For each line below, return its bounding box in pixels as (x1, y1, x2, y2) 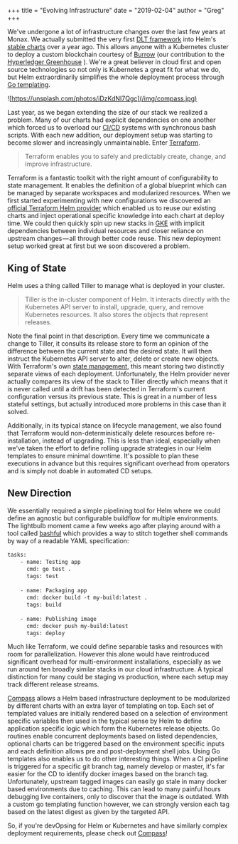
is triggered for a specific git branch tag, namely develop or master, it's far (7, 762, 225, 771)
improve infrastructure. (24, 160, 92, 168)
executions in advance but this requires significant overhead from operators (7, 459, 229, 468)
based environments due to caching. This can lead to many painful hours (7, 784, 222, 793)
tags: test (26, 572, 59, 580)
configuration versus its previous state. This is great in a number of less (7, 392, 217, 401)
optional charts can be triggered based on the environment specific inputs (7, 739, 225, 748)
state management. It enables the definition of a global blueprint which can (7, 181, 227, 190)
